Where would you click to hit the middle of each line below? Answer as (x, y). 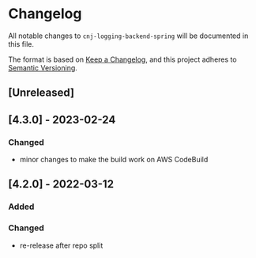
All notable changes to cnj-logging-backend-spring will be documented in (128, 36)
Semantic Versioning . (43, 67)
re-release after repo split (61, 245)
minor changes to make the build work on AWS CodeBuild (114, 160)
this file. (21, 44)
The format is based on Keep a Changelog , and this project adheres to (122, 59)
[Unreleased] (41, 93)
